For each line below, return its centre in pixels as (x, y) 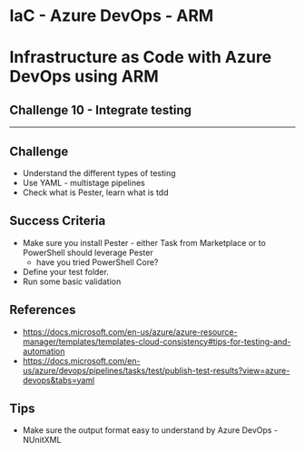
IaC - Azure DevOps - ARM (112, 16)
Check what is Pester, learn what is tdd (95, 192)
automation (44, 351)
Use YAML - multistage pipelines (84, 183)
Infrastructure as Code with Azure (141, 58)
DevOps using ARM (84, 77)
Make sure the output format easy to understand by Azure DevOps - (150, 430)
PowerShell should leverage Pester (88, 252)
